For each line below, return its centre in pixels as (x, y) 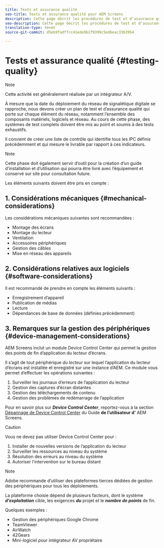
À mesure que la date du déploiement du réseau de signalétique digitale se (80, 104)
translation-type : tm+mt (30, 28)
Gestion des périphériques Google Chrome (55, 520)
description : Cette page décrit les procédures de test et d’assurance (79, 19)
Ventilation (23, 238)
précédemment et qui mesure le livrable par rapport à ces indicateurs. (75, 144)
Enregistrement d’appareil (38, 297)
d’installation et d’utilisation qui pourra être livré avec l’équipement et (74, 168)
